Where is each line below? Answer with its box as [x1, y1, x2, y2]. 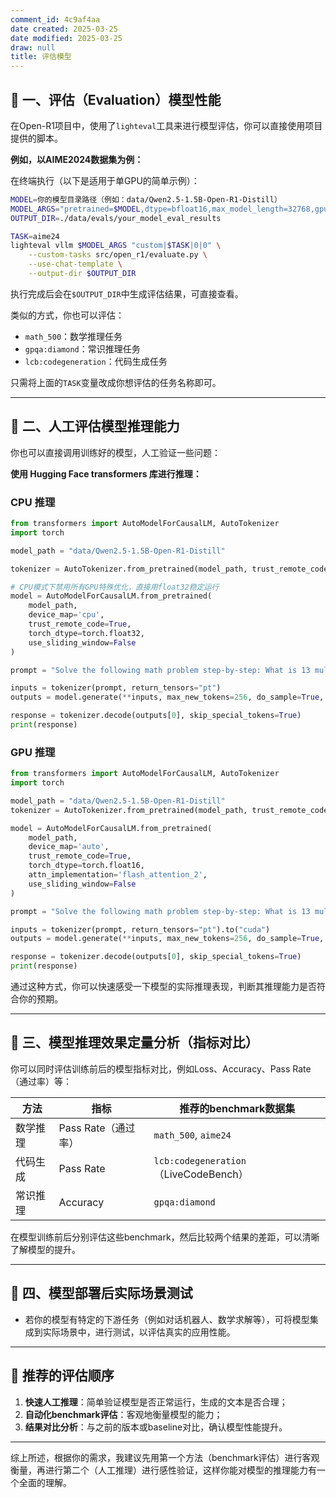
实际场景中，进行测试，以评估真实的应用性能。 [42, 1326, 236, 1338]
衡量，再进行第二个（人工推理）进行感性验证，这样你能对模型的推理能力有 [10, 1464, 317, 1476]
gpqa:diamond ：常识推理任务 [24, 342, 141, 355]
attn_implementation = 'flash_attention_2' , [28, 870, 208, 880]
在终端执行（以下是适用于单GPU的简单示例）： [10, 174, 200, 186]
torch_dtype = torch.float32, [28, 628, 145, 638]
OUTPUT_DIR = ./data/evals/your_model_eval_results [10, 213, 222, 223]
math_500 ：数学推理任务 [24, 330, 123, 342]
